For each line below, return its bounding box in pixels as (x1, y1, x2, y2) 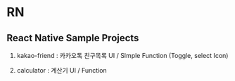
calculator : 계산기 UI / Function (16, 66, 107, 74)
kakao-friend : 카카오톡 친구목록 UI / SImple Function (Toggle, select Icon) (16, 52, 229, 59)
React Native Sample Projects (6, 32, 139, 44)
